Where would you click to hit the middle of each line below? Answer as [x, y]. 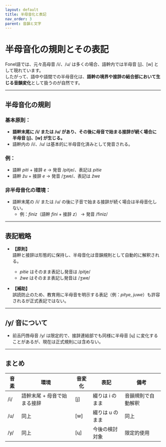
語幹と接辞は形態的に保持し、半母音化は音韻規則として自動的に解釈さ [84, 255]
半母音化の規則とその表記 [57, 50]
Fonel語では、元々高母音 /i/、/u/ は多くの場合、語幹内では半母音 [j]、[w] [79, 64]
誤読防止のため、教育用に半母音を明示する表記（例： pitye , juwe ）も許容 [86, 295]
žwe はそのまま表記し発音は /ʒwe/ [55, 278]
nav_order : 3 [19, 19]
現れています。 [28, 70]
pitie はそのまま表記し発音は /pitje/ [55, 272]
